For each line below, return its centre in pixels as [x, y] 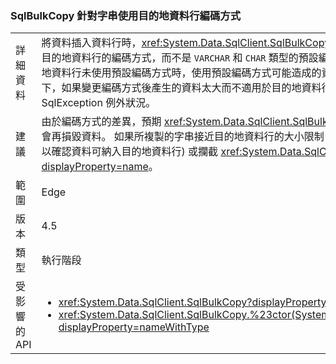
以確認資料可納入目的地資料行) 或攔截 [130, 152]
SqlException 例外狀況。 [99, 103]
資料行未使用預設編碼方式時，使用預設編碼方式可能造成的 [186, 73]
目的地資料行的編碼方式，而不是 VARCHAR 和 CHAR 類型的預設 [180, 58]
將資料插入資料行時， [91, 43]
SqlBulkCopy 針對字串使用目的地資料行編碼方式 [126, 15]
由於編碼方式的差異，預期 [101, 122]
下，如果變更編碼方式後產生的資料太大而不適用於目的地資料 [181, 88]
